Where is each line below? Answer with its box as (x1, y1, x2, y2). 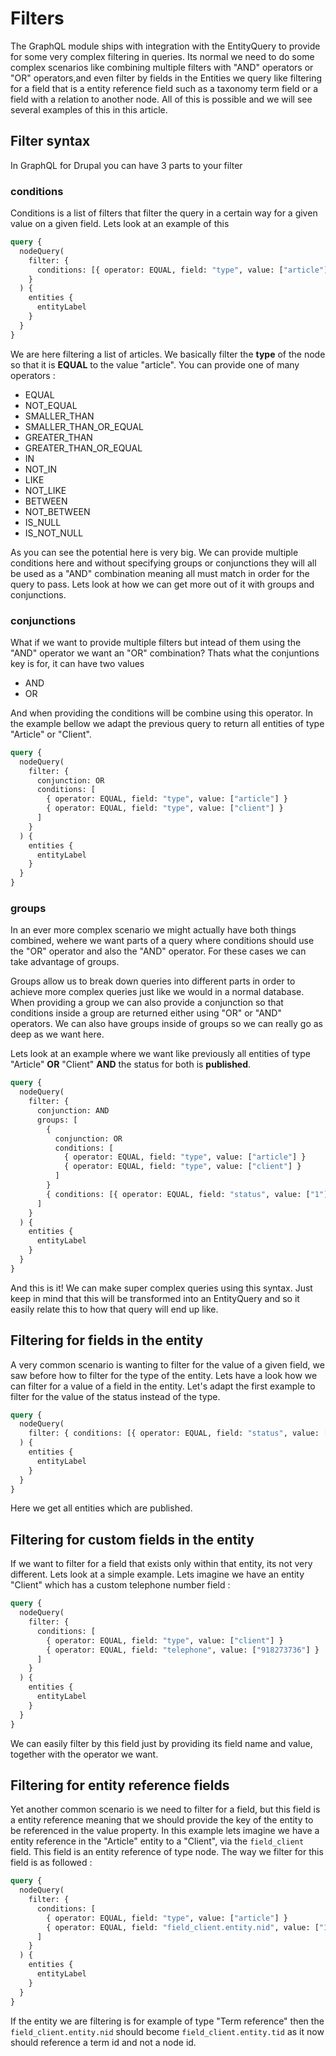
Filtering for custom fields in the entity (10, 1531, 255, 1548)
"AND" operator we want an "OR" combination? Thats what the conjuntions (10, 647, 320, 659)
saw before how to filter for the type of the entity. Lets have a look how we (10, 1369, 318, 1381)
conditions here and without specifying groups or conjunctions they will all (10, 557, 317, 569)
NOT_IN (24, 463, 58, 475)
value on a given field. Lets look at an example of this (10, 218, 230, 230)
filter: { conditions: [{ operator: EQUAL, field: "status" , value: (28, 1428, 320, 1439)
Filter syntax (10, 133, 91, 150)
